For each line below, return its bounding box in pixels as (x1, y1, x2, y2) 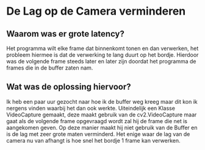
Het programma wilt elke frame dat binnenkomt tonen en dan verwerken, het (6, 45, 199, 52)
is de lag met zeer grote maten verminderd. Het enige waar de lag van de (6, 130, 190, 138)
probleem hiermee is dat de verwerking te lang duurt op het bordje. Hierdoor (6, 51, 199, 59)
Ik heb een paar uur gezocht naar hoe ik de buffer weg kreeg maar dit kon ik (6, 98, 198, 105)
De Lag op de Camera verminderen (6, 4, 186, 18)
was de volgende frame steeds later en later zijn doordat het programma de (6, 58, 196, 65)
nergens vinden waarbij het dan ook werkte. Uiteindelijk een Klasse (6, 104, 176, 112)
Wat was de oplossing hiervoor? (6, 82, 131, 92)
